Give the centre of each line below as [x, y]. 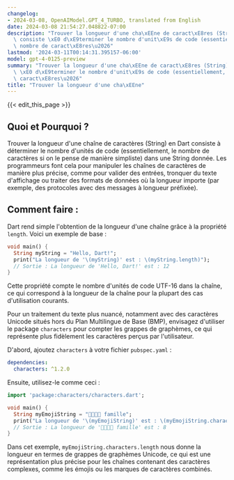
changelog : [23, 14]
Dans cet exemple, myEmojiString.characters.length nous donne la [104, 447]
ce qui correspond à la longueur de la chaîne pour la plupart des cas [105, 293]
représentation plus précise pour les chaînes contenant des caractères [109, 462]
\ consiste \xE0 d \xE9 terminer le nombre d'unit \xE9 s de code [106, 40]
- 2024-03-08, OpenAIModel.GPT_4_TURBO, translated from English [104, 20]
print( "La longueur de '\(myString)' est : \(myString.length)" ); [112, 260]
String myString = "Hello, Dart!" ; [65, 253]
